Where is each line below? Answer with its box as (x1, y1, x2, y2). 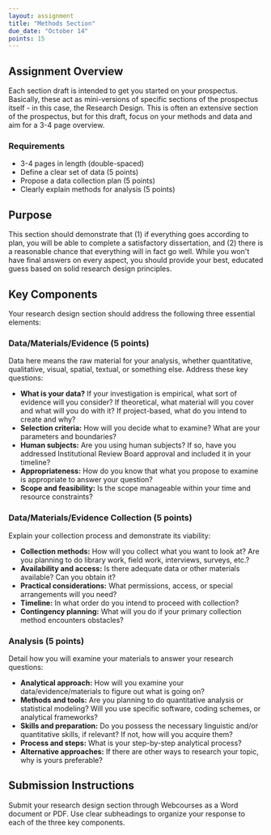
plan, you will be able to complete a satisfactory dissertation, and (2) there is (8, 238, 264, 248)
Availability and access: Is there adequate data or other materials (19, 563, 240, 573)
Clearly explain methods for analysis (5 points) (19, 184, 176, 194)
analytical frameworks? (19, 712, 99, 722)
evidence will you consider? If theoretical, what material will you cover (19, 397, 254, 407)
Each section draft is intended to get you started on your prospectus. (8, 86, 239, 95)
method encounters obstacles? (19, 615, 124, 625)
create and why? (19, 414, 76, 425)
